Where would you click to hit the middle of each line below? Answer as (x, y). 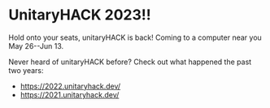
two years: (26, 70)
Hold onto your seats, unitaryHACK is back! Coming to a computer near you (135, 37)
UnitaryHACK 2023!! (80, 15)
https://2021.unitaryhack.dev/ (70, 94)
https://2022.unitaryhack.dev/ (70, 86)
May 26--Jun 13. (36, 45)
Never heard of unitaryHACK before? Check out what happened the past (130, 62)
